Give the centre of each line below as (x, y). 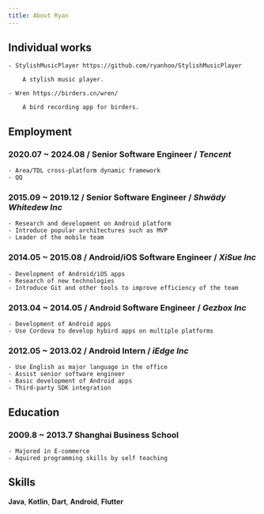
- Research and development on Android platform (90, 224)
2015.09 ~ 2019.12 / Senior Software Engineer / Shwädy (117, 197)
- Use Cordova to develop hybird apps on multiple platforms (111, 331)
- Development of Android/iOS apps (67, 274)
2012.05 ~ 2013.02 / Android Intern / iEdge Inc (98, 351)
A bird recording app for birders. (81, 108)
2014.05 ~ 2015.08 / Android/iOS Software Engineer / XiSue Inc (132, 257)
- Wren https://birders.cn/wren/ (63, 93)
